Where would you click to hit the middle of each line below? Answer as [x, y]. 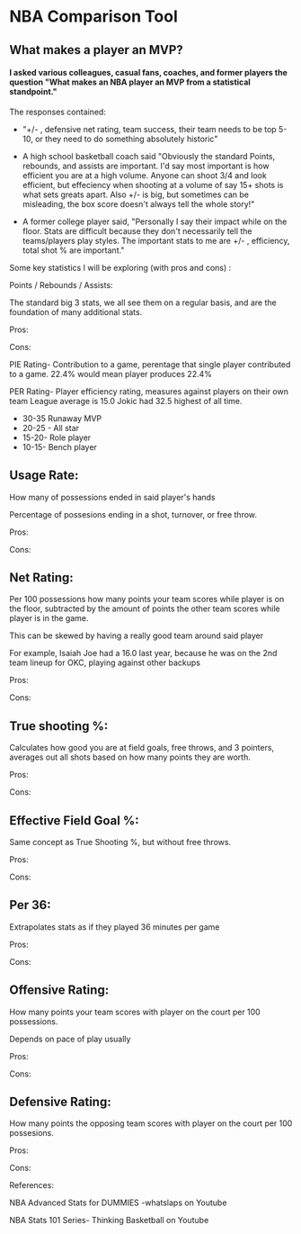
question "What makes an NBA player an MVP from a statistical [130, 82]
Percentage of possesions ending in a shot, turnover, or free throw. [133, 514]
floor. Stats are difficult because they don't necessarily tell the [137, 230]
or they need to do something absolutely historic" [126, 139]
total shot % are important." [73, 250]
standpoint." [33, 92]
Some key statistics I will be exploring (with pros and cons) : [120, 267]
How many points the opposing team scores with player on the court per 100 [151, 1123]
